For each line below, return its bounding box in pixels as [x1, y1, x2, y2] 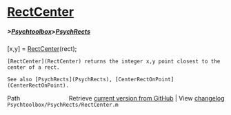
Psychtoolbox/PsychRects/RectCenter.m [7, 101, 119, 109]
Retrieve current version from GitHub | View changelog [68, 94, 225, 103]
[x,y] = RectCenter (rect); [7, 45, 77, 53]
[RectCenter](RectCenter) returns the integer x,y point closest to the [7, 58, 221, 65]
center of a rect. [7, 64, 60, 71]
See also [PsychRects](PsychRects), [7, 76, 112, 83]
